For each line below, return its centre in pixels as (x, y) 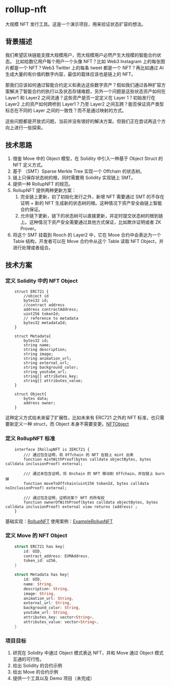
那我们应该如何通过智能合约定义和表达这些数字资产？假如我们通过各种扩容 (83, 85)
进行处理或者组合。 (33, 248)
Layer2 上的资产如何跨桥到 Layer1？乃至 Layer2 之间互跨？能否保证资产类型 (85, 104)
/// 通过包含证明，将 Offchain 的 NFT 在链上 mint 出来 (79, 455)
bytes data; (36, 399)
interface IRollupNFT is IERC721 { (52, 449)
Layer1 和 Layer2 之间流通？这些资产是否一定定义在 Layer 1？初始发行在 (80, 97)
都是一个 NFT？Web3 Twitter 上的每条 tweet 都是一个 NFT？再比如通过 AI (87, 68)
